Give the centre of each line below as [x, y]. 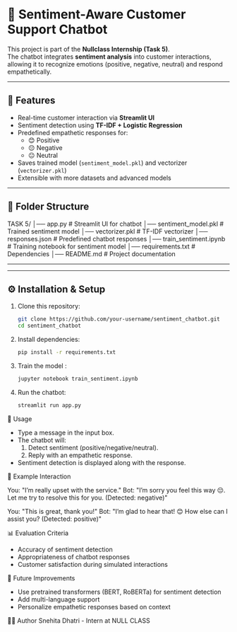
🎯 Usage [20, 419]
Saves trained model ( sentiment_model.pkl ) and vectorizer [102, 163]
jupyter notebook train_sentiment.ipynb [78, 379]
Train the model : [42, 366]
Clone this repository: [49, 306]
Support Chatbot [57, 29]
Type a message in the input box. [66, 432]
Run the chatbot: [42, 392]
